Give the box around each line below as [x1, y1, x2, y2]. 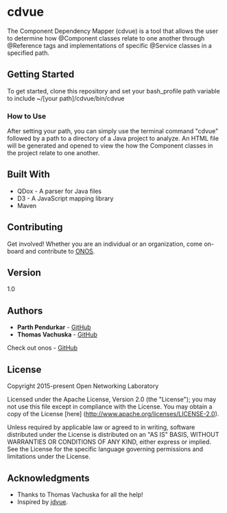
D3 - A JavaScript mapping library [16, 194, 114, 203]
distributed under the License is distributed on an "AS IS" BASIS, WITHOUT [7, 431, 219, 439]
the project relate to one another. [7, 149, 100, 157]
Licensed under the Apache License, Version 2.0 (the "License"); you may [7, 396, 217, 404]
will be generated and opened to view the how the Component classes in [7, 141, 213, 150]
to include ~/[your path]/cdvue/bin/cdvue [7, 94, 125, 102]
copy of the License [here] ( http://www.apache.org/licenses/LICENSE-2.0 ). [7, 410, 219, 418]
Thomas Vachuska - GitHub [16, 330, 98, 339]
